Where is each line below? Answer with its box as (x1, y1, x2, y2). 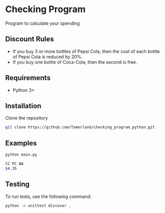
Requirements (5, 74, 51, 82)
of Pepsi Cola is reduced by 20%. (12, 54, 83, 60)
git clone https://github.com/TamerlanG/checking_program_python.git (5, 125, 155, 130)
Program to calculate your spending (5, 20, 80, 26)
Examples (5, 139, 37, 147)
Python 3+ (12, 87, 35, 93)
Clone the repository (5, 115, 48, 121)
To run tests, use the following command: (5, 193, 92, 199)
